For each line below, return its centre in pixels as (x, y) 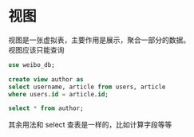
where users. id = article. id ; (59, 94)
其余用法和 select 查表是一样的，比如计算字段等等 (90, 125)
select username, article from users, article (87, 87)
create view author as (46, 79)
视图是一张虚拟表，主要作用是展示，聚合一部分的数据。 (99, 40)
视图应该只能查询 (36, 49)
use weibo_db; (32, 65)
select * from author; (46, 108)
